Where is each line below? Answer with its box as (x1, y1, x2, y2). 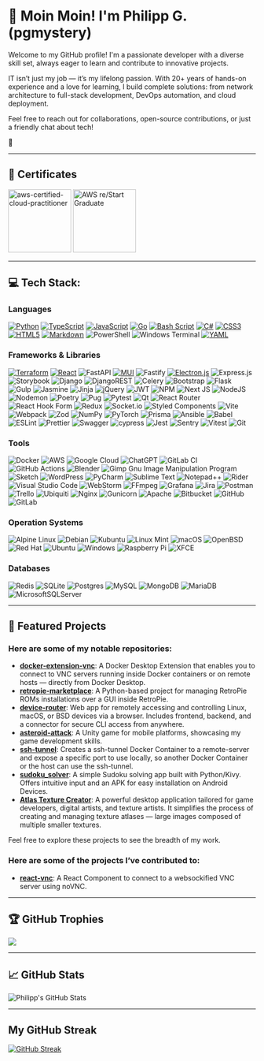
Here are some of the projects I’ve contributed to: (8, 855, 200, 866)
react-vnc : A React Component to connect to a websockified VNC (19, 873, 235, 882)
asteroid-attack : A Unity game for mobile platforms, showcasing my (19, 728, 241, 738)
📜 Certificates (8, 168, 77, 181)
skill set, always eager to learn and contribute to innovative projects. (8, 58, 229, 68)
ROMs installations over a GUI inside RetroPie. (19, 694, 169, 704)
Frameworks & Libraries (8, 350, 101, 361)
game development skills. (19, 736, 103, 746)
